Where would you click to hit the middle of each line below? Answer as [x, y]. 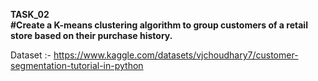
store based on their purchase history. [91, 35]
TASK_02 [30, 14]
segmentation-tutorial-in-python [77, 65]
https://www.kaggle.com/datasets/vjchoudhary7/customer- [176, 55]
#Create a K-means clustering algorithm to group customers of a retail [159, 25]
